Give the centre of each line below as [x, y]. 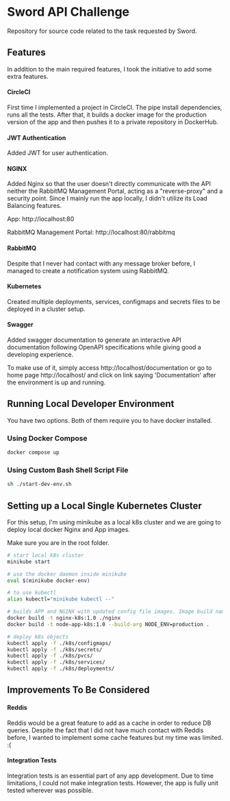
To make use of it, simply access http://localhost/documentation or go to [110, 367]
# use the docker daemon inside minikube [67, 574]
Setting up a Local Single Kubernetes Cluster [104, 506]
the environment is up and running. [56, 382]
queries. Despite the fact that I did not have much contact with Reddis [105, 730]
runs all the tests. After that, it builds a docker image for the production [107, 115]
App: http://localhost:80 [41, 219]
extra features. [28, 76]
